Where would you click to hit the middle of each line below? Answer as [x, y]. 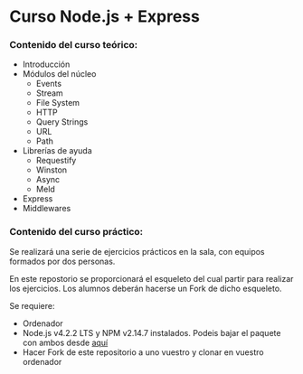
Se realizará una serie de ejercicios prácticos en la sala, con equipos [137, 251]
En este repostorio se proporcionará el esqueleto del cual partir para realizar [151, 278]
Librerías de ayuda [57, 151]
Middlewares [47, 209]
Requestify [56, 161]
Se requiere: [32, 305]
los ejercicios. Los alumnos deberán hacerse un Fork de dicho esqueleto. [146, 288]
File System [57, 103]
